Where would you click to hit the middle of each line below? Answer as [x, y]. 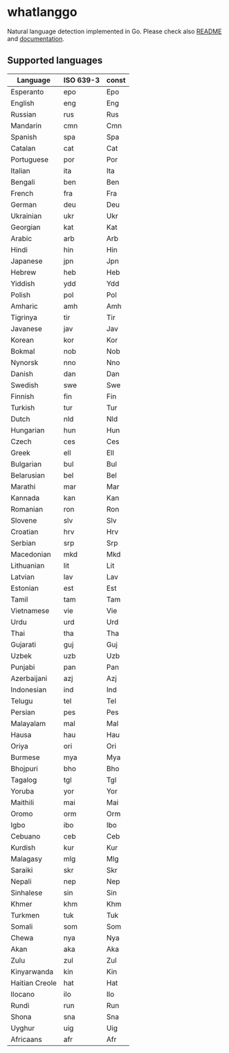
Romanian [27, 509]
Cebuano [26, 836]
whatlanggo [42, 12]
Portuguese [30, 159]
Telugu [22, 700]
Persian [23, 712]
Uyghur [23, 1028]
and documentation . [36, 38]
